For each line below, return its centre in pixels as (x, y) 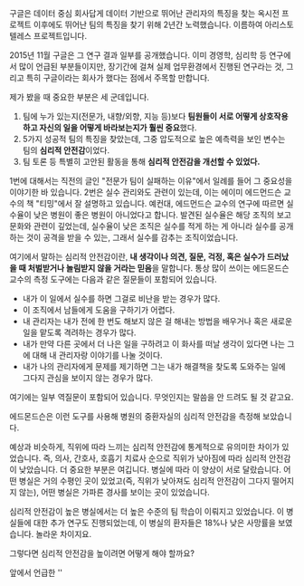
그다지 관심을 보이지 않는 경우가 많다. (88, 378)
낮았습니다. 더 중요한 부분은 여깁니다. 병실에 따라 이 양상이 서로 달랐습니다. (150, 470)
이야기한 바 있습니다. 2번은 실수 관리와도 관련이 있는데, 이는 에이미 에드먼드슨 (146, 192)
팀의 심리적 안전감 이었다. (66, 150)
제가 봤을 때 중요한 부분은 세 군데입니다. (79, 97)
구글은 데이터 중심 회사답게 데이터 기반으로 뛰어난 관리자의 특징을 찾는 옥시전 (145, 13)
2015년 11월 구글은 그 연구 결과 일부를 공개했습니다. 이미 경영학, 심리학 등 (138, 55)
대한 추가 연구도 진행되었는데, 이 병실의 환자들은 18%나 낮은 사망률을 (154, 523)
